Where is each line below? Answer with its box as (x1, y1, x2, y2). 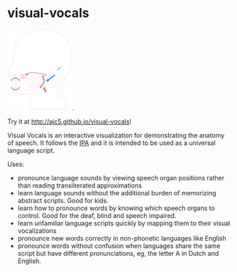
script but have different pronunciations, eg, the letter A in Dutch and (17, 249, 219, 257)
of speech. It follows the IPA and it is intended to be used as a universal (7, 138, 216, 147)
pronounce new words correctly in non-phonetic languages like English (17, 234, 227, 242)
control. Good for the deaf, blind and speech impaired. (17, 211, 177, 219)
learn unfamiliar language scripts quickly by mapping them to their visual (17, 219, 231, 227)
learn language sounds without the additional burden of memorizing (17, 188, 216, 197)
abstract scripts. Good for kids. (17, 196, 109, 205)
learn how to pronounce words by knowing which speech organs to (17, 204, 215, 212)
